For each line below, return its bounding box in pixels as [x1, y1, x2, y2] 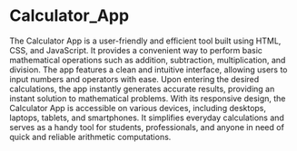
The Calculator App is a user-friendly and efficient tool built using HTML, [9, 35, 282, 46]
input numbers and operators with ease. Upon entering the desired [9, 73, 260, 84]
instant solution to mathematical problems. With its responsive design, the [9, 92, 286, 104]
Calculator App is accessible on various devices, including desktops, [9, 102, 266, 113]
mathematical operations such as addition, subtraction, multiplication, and [9, 54, 286, 65]
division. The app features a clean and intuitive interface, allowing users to [9, 64, 288, 75]
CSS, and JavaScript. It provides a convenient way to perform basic [9, 44, 263, 55]
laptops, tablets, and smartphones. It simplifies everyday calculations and [9, 112, 284, 123]
